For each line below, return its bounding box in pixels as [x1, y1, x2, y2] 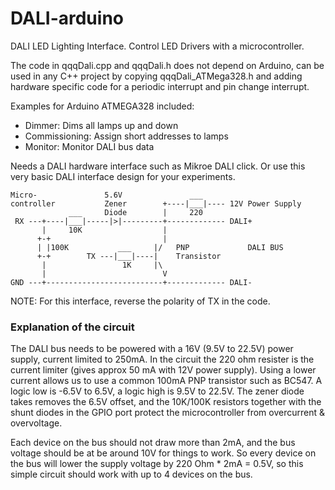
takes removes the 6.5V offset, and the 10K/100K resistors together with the [10, 396, 322, 408]
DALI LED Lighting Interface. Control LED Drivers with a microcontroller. [10, 40, 305, 52]
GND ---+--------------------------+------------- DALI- [10, 277, 253, 287]
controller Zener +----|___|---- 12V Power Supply [10, 198, 302, 209]
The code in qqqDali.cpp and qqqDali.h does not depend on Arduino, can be [10, 59, 325, 71]
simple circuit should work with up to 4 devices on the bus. [10, 468, 253, 481]
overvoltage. [10, 417, 63, 429]
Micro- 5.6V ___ [10, 190, 203, 200]
